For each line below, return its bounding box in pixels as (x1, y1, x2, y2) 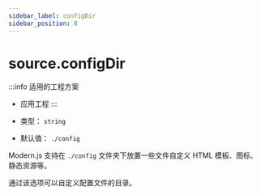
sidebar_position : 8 (8, 19, 79, 28)
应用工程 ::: (19, 99, 58, 109)
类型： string (19, 117, 66, 126)
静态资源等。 (8, 161, 51, 171)
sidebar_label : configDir (8, 11, 96, 20)
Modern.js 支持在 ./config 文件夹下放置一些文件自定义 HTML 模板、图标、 (8, 150, 258, 160)
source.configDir (8, 54, 126, 73)
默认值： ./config (19, 134, 81, 143)
